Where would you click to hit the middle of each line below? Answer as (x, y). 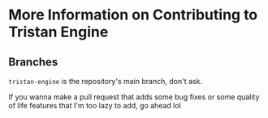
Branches (33, 62)
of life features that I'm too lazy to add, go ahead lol (95, 105)
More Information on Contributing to (133, 15)
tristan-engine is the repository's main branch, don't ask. (106, 81)
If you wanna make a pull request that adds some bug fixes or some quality (134, 97)
